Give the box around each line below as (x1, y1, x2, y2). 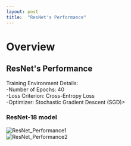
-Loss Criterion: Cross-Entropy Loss (6, 92, 95, 99)
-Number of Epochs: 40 (6, 86, 64, 93)
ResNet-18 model (6, 113, 58, 122)
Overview (6, 40, 55, 54)
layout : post (6, 8, 39, 15)
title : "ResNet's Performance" (6, 14, 86, 20)
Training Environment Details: (6, 79, 79, 86)
